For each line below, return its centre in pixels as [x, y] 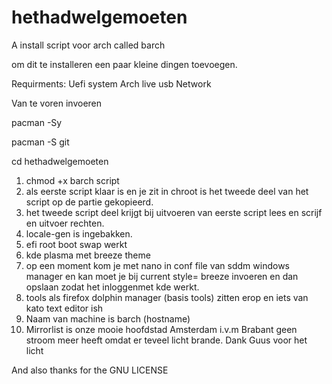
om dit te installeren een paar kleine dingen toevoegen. [124, 64]
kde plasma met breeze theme [88, 255]
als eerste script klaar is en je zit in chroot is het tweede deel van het [167, 191]
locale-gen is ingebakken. [79, 233]
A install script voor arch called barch [88, 45]
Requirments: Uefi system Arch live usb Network [111, 83]
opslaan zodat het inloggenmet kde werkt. [112, 287]
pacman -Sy [37, 122]
